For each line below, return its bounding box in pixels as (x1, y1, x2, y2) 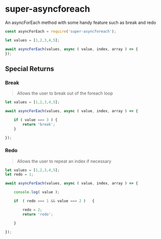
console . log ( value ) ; (14, 190, 60, 195)
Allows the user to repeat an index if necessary (17, 158, 112, 164)
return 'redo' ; (22, 212, 54, 217)
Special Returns (5, 64, 54, 73)
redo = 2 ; (22, 207, 42, 212)
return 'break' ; (22, 122, 55, 127)
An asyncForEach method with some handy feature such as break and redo (5, 20, 157, 25)
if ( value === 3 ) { (14, 117, 57, 122)
